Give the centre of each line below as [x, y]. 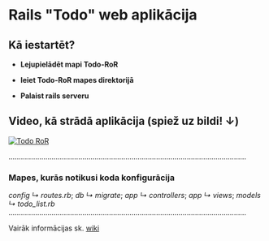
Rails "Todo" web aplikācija [103, 15]
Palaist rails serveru [54, 96]
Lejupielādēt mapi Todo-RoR [69, 64]
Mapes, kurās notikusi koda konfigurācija [91, 178]
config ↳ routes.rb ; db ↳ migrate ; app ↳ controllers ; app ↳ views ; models [135, 196]
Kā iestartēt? [42, 45]
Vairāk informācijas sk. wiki [54, 228]
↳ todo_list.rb [32, 204]
